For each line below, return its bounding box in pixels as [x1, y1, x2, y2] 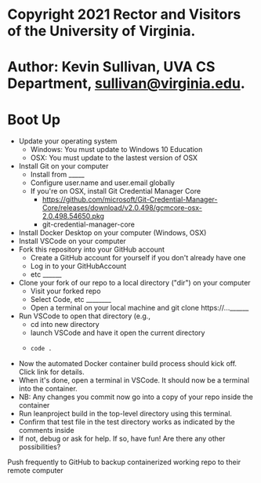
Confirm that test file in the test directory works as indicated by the [18, 417, 236, 427]
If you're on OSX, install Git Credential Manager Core [30, 187, 201, 196]
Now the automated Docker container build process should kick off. [18, 359, 237, 369]
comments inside [18, 426, 75, 435]
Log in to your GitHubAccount [30, 261, 127, 271]
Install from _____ [30, 170, 85, 180]
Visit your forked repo [30, 286, 101, 296]
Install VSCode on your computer [18, 237, 126, 246]
